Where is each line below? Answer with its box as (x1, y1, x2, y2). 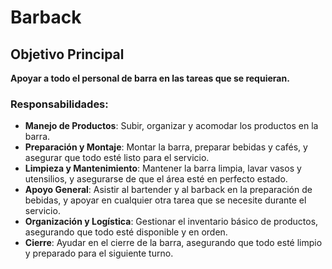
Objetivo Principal (10, 46, 125, 63)
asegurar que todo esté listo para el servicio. (24, 152, 210, 164)
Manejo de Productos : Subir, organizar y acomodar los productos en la (24, 120, 319, 132)
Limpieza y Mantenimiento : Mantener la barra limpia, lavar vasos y (24, 162, 302, 175)
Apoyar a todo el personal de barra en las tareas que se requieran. (10, 72, 290, 84)
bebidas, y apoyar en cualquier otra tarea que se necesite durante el (24, 194, 307, 206)
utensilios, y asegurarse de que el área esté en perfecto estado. (24, 173, 288, 185)
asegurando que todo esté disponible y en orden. (24, 226, 228, 238)
